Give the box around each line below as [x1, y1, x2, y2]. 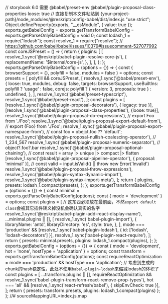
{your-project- [100, 11, 130, 17]
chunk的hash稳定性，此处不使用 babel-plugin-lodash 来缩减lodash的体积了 [5, 266, 159, 272]
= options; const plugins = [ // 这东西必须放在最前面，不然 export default [5, 199, 156, 205]
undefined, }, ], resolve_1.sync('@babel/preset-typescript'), [5, 91, 127, 97]
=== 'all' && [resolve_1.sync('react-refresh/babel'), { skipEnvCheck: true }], [5, 282, 160, 288]
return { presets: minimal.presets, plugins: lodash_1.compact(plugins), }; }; [5, 238, 158, 243]
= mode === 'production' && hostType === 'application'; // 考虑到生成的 [5, 260, 154, 265]
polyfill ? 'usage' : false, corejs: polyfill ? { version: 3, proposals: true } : [5, 86, 152, 92]
